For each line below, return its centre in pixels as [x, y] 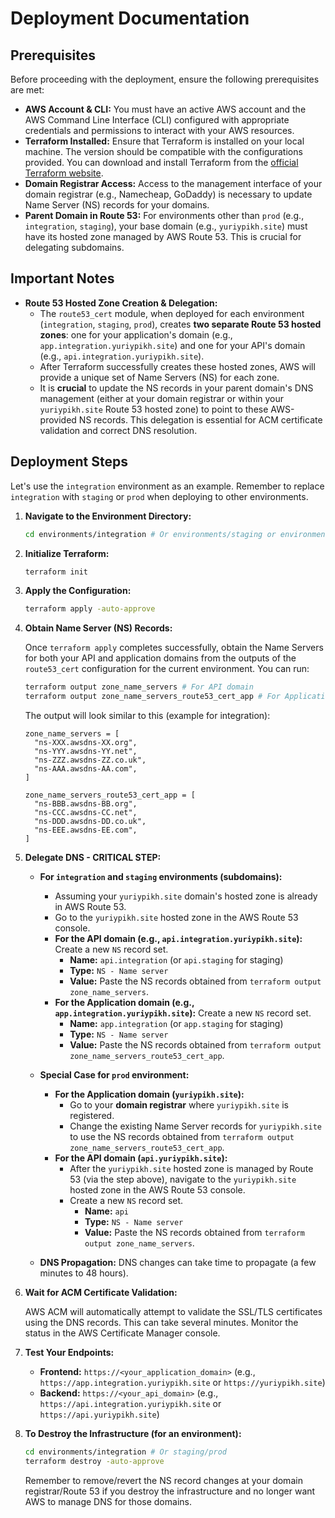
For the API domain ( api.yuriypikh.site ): [141, 1158]
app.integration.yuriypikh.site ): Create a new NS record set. [183, 1013]
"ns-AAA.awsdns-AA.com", [86, 769]
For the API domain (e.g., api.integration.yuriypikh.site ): [178, 938]
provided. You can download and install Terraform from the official [161, 162]
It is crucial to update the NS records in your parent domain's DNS [176, 388]
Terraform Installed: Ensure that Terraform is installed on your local [164, 141]
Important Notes [62, 278]
